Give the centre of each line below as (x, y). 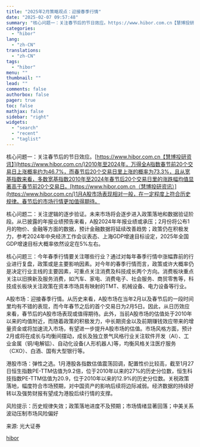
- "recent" (25, 134)
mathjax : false (25, 111)
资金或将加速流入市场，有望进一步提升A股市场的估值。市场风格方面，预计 (101, 329)
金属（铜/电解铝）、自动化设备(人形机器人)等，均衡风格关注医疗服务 (94, 343)
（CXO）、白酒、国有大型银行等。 (47, 351)
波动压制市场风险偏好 (32, 413)
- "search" (25, 128)
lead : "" (17, 84)
